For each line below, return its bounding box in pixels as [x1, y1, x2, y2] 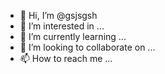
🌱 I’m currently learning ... [19, 31, 127, 42]
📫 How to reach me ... [19, 53, 113, 64]
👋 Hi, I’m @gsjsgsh [19, 10, 98, 21]
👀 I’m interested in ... [19, 20, 105, 32]
